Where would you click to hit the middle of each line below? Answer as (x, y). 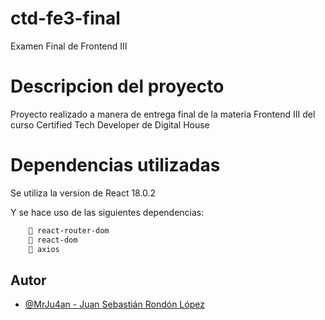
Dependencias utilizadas (115, 165)
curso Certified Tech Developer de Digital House (110, 124)
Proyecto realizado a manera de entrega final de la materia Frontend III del (163, 114)
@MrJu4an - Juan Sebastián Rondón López (114, 304)
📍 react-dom (53, 240)
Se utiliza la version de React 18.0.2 (83, 193)
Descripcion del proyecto (117, 86)
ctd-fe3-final (65, 18)
